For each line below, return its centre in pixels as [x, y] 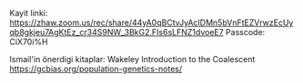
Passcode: [246, 32]
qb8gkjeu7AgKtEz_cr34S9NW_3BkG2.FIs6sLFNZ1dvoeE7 [117, 32]
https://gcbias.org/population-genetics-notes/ [96, 69]
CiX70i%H [29, 41]
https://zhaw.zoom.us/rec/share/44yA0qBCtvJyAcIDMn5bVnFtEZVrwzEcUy [151, 23]
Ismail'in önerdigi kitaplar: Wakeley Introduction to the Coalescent [132, 59]
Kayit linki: [29, 13]
